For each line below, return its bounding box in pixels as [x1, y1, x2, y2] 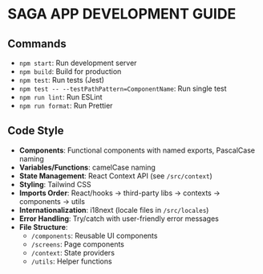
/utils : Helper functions [30, 256, 113, 266]
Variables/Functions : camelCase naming [18, 162, 156, 172]
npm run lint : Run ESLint [18, 92, 103, 101]
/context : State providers [30, 247, 115, 257]
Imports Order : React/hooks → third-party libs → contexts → [18, 188, 221, 198]
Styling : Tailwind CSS [18, 179, 91, 189]
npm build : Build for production [18, 67, 122, 76]
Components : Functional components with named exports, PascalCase [18, 145, 256, 155]
